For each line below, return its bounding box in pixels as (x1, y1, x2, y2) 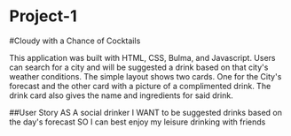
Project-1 (9, 6, 77, 26)
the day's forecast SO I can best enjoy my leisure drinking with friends (9, 117, 266, 127)
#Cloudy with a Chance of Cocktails (9, 35, 141, 46)
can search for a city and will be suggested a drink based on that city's (9, 62, 269, 72)
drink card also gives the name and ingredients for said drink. (9, 90, 233, 101)
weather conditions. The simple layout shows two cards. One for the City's (9, 71, 282, 81)
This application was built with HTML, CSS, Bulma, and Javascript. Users (9, 52, 276, 63)
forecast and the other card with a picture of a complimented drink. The (9, 80, 271, 91)
